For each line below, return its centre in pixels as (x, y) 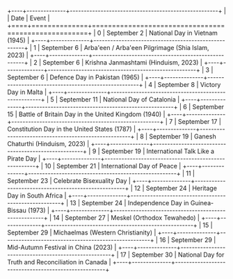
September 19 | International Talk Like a (158, 151)
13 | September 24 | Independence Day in (129, 203)
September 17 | (199, 121)
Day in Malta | (27, 92)
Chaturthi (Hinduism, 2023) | (48, 144)
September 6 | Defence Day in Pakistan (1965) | (75, 77)
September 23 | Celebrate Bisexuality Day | (69, 181)
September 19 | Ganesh (183, 136)
